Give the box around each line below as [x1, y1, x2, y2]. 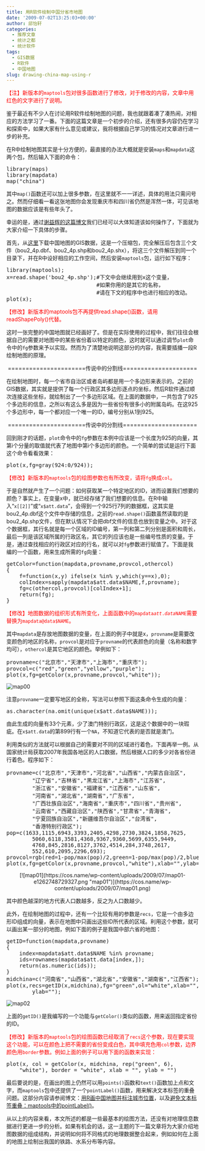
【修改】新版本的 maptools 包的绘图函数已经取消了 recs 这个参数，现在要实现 [6, 1033, 194, 1041]
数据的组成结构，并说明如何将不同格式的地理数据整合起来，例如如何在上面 [11, 1130, 199, 1138]
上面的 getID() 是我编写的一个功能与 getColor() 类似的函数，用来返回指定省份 [6, 1013, 197, 1020]
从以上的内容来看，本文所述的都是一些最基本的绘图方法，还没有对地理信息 [6, 1115, 193, 1122]
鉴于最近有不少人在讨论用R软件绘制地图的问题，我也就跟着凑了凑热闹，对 [6, 110, 192, 117]
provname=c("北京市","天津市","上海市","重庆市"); [6, 659, 148, 666]
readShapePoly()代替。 [6, 316, 65, 323]
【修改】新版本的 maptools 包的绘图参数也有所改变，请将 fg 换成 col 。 [6, 474, 176, 481]
